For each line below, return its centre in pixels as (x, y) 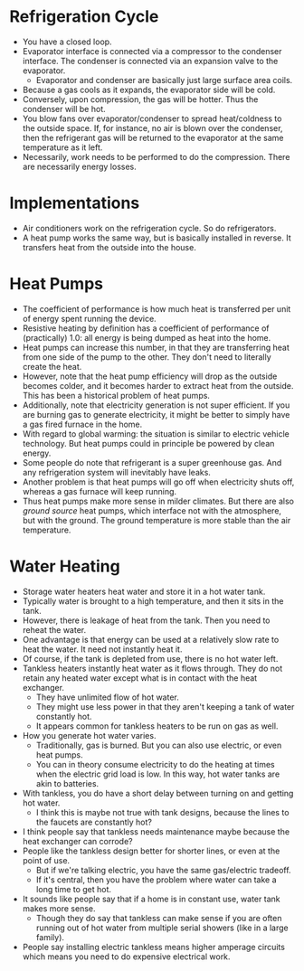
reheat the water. (54, 629)
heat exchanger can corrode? (77, 841)
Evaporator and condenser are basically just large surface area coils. (164, 80)
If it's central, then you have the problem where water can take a (157, 880)
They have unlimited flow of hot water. (107, 697)
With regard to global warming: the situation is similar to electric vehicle (156, 434)
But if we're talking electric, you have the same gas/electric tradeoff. (163, 870)
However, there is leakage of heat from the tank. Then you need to (146, 620)
